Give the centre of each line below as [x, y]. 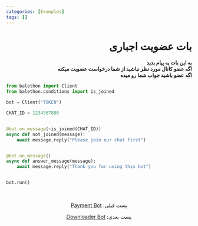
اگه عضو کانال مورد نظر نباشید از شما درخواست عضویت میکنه [125, 69]
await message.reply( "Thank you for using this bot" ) [84, 167]
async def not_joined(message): [46, 134]
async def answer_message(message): [51, 161]
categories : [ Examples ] [35, 12]
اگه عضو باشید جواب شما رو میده [156, 75]
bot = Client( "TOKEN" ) [34, 102]
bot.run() [18, 183]
